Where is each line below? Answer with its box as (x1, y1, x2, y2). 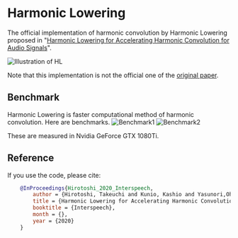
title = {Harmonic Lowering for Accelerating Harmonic (33, 198, 198, 205)
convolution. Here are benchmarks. (7, 118, 110, 126)
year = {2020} (33, 217, 74, 225)
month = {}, (33, 211, 69, 218)
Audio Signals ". (7, 43, 52, 52)
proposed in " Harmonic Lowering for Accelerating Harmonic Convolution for (7, 35, 230, 44)
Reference (7, 152, 55, 164)
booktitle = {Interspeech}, (33, 204, 115, 212)
